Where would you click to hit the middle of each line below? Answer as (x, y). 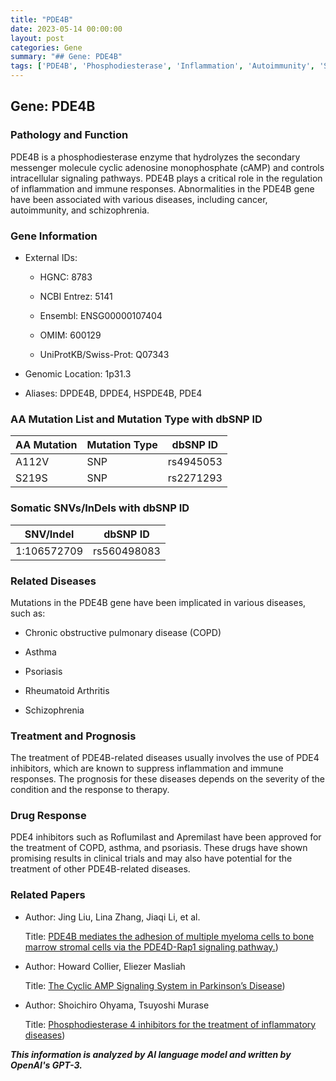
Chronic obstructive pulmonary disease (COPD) (123, 632)
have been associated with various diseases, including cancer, (139, 199)
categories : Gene (46, 47)
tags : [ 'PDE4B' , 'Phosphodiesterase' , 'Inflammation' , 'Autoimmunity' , (162, 66)
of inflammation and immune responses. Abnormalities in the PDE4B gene (162, 188)
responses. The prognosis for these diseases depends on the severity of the (168, 779)
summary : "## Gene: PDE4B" (66, 57)
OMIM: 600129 (70, 335)
